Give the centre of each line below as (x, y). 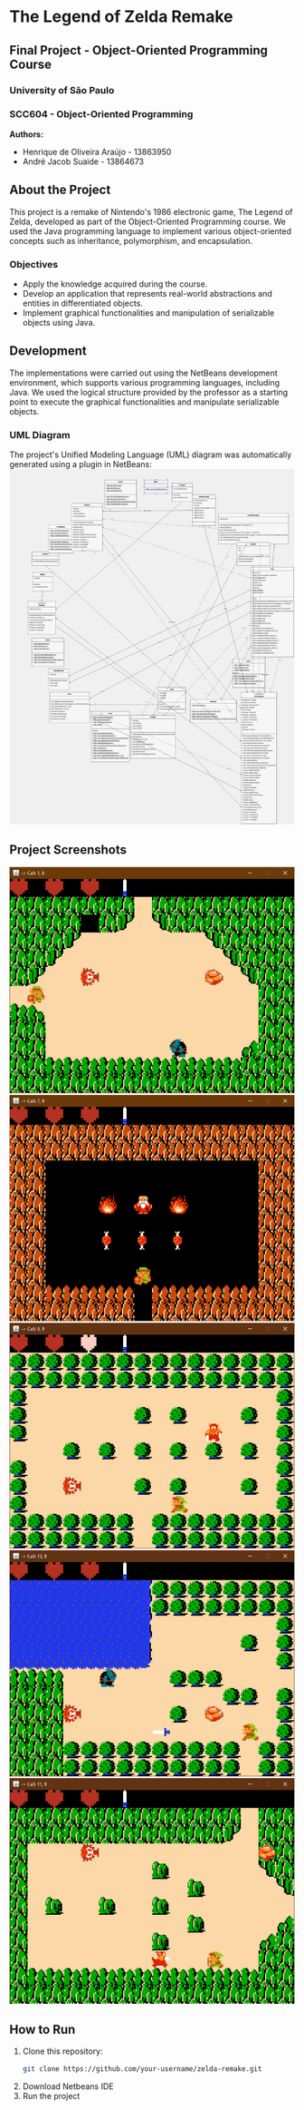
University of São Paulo (62, 90)
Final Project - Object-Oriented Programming (139, 50)
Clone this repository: (62, 2051)
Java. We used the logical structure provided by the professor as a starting (149, 392)
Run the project (51, 2096)
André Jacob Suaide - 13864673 (83, 161)
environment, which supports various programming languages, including (145, 382)
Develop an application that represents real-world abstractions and (147, 293)
